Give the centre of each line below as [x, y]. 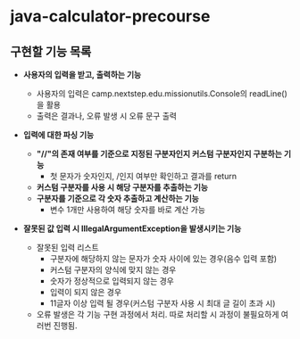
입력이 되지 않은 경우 [86, 292]
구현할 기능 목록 [51, 51]
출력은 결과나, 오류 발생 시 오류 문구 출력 [107, 116]
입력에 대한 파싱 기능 [58, 135]
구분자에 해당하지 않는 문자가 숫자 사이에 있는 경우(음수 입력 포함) [163, 259]
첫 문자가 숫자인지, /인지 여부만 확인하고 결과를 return [143, 176]
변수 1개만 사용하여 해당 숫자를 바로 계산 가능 [128, 210]
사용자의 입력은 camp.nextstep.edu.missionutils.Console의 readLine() [162, 94]
